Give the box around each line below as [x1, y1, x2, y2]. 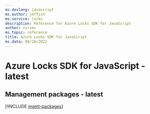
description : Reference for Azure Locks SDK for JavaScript [5, 21, 132, 26]
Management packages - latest [5, 90, 104, 99]
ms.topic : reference [5, 30, 48, 35]
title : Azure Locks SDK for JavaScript [5, 35, 87, 40]
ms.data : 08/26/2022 [5, 39, 48, 44]
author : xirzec [5, 26, 37, 30]
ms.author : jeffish [5, 12, 45, 17]
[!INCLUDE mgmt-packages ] [5, 103, 63, 109]
